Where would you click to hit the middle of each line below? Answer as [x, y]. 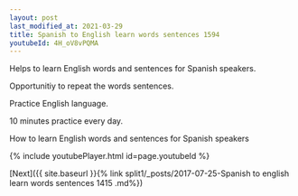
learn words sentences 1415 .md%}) [76, 183]
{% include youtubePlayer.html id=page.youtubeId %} [110, 156]
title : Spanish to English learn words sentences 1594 [115, 34]
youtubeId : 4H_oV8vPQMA [54, 43]
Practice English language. [59, 104]
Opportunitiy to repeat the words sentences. [92, 86]
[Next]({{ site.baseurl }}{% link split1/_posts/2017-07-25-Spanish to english [149, 173]
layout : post [34, 18]
